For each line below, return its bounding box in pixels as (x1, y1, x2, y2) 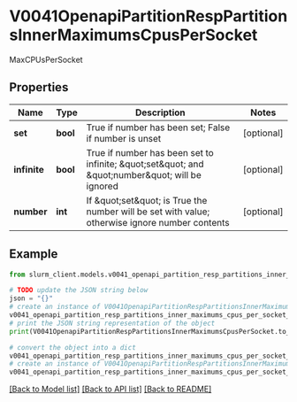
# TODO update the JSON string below (9, 286, 148, 295)
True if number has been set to (86, 146, 214, 158)
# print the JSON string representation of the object (9, 319, 216, 328)
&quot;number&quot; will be (86, 168, 202, 181)
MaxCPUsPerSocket (9, 54, 83, 65)
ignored (86, 180, 119, 192)
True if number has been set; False (86, 121, 231, 134)
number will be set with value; (86, 205, 210, 218)
